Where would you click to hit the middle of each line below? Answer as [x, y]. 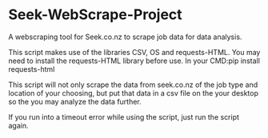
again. [19, 125]
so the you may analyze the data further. [75, 101]
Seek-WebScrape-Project [95, 15]
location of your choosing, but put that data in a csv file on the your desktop [133, 93]
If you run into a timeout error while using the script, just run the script [124, 116]
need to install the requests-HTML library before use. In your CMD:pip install [134, 61]
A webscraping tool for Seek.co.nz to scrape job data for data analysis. [125, 37]
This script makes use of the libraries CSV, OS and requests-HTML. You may [134, 52]
